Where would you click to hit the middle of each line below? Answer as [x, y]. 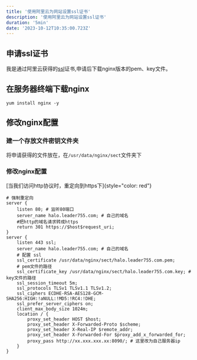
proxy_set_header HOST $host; [64, 319]
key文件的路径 [21, 278]
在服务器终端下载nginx [48, 89]
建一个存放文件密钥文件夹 [42, 141]
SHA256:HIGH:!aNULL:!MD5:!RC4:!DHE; [51, 299]
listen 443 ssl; [37, 243]
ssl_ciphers [31, 293]
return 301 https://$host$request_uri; [66, 227]
